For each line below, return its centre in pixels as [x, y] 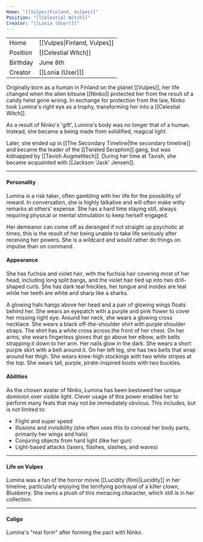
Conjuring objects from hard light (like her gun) [73, 440]
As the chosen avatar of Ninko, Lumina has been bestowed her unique [94, 390]
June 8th [52, 63]
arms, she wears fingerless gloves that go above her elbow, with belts [93, 337]
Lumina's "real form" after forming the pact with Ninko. [75, 532]
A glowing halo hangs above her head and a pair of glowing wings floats [96, 305]
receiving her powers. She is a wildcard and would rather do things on [94, 240]
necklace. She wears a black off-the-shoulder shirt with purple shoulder [96, 324]
